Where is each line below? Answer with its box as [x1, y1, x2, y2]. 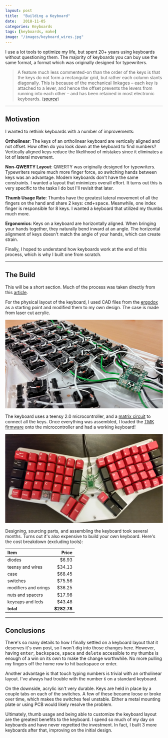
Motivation [5, 115, 40, 124]
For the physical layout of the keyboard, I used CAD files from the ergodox [5, 299, 158, 305]
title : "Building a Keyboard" [5, 13, 70, 19]
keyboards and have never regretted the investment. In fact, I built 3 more [5, 722, 157, 728]
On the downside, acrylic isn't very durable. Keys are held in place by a [5, 685, 151, 691]
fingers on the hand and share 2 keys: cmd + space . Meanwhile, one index [5, 200, 156, 206]
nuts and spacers [7, 592, 43, 598]
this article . [5, 289, 28, 295]
